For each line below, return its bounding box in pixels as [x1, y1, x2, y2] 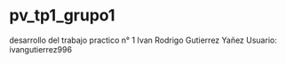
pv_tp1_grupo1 [9, 5, 115, 26]
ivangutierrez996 [9, 44, 73, 54]
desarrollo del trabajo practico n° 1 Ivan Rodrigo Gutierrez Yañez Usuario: [9, 35, 277, 45]
